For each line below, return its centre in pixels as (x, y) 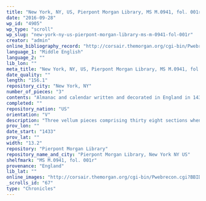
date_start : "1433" (31, 132)
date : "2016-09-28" (31, 18)
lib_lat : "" (21, 172)
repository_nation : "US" (38, 109)
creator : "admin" (29, 40)
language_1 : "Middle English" (45, 52)
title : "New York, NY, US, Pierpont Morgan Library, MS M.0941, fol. (97, 12)
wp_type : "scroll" (30, 29)
